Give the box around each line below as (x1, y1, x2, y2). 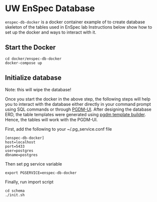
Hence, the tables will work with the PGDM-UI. (5, 117, 98, 122)
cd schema (5, 188, 25, 193)
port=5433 (5, 144, 25, 149)
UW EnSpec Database (5, 3, 95, 14)
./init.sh (5, 192, 25, 197)
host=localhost (5, 139, 36, 145)
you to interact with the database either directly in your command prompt (5, 101, 151, 107)
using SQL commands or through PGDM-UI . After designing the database (5, 106, 152, 112)
